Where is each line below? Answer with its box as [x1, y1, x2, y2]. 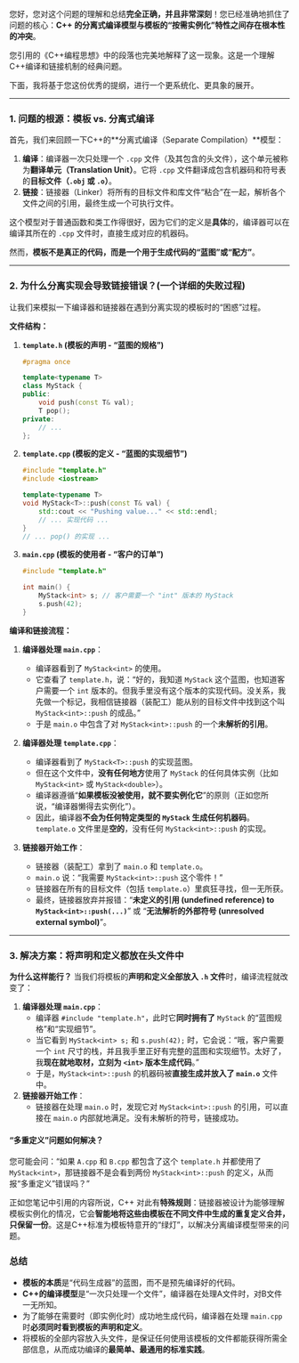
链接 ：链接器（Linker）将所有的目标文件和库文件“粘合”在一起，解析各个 [21, 187, 287, 198]
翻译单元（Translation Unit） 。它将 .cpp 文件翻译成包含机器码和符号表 [29, 165, 287, 175]
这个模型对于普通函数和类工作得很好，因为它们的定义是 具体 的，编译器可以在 [9, 217, 290, 228]
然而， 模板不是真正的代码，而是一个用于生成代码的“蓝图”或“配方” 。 [9, 247, 261, 257]
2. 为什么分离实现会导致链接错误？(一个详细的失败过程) [9, 280, 246, 292]
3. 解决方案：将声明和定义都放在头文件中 [9, 949, 184, 961]
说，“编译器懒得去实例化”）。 [35, 800, 141, 811]
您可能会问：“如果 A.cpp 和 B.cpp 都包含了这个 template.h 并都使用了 [9, 1156, 262, 1167]
